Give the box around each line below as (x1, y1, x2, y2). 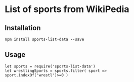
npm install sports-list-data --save (5, 37, 84, 42)
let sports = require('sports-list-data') (5, 64, 96, 69)
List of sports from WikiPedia (5, 4, 129, 15)
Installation (5, 24, 41, 32)
